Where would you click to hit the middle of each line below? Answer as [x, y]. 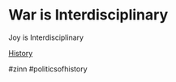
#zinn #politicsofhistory [48, 69]
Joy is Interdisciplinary [46, 37]
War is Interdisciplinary [88, 15]
